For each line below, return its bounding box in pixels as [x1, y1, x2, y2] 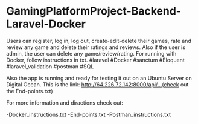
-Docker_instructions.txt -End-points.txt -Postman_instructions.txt [6, 111, 171, 118]
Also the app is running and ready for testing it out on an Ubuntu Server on [6, 74, 192, 82]
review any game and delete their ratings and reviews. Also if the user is [6, 44, 186, 51]
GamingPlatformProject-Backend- [6, 4, 182, 18]
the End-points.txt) [6, 87, 53, 94]
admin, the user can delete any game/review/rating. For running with [6, 50, 177, 57]
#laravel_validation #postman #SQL [6, 62, 94, 70]
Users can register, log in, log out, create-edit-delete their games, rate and [6, 37, 191, 44]
